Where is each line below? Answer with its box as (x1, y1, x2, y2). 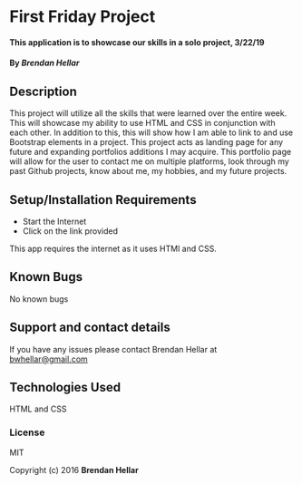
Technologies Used (9, 380, 121, 395)
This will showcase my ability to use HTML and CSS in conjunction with (9, 118, 276, 129)
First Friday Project (9, 6, 156, 27)
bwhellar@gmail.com (9, 353, 88, 364)
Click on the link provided (22, 226, 118, 237)
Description (9, 83, 77, 99)
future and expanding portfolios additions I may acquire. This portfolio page (9, 147, 292, 158)
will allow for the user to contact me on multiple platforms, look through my (9, 156, 290, 167)
